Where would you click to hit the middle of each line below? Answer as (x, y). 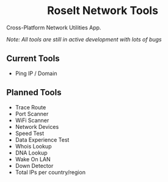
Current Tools (33, 59)
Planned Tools (34, 93)
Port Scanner (32, 114)
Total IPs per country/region (50, 172)
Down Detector (34, 166)
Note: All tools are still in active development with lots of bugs (84, 39)
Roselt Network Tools (103, 11)
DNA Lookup (31, 153)
